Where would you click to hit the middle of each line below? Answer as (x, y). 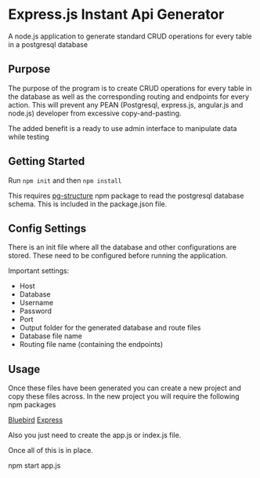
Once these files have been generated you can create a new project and (125, 388)
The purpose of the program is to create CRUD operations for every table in (130, 88)
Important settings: (39, 271)
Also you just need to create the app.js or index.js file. (95, 435)
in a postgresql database (48, 44)
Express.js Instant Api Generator (116, 15)
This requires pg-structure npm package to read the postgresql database (126, 195)
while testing (29, 137)
